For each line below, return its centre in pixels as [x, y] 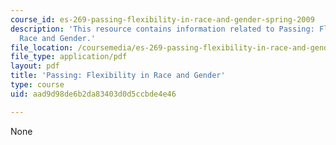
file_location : [42, 47]
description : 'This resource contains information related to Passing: [162, 29]
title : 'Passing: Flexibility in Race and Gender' [118, 76]
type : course [37, 85]
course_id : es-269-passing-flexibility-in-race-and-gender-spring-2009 [162, 19]
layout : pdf [35, 66]
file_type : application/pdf [69, 57]
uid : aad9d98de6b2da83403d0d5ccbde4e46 [93, 94]
